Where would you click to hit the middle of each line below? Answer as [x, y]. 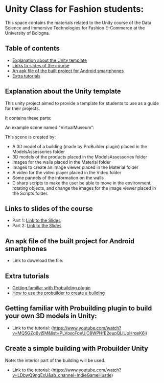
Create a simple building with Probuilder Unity [77, 348]
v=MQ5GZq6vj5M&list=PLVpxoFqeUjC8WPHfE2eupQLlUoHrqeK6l [79, 333]
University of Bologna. [28, 33]
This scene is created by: [31, 137]
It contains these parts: [28, 118]
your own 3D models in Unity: [51, 316]
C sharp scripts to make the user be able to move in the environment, [82, 183]
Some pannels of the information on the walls [58, 178]
